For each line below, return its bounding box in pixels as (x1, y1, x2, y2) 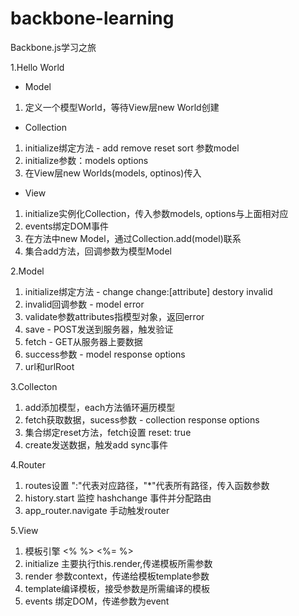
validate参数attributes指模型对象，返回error (24, 310, 205, 322)
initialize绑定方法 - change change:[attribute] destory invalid (24, 285, 273, 297)
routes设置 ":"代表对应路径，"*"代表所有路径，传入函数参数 (24, 479, 270, 491)
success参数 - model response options (24, 348, 186, 360)
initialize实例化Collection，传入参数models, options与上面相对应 (24, 207, 289, 219)
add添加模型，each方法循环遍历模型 (24, 401, 176, 413)
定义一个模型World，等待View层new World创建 (24, 101, 220, 113)
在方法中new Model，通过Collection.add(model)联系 (24, 232, 242, 244)
